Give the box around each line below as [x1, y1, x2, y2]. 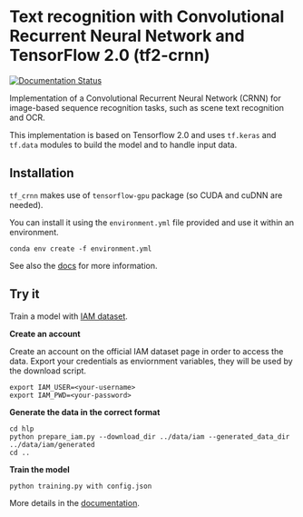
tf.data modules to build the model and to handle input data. [9, 139, 238, 150]
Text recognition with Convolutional [9, 6, 285, 27]
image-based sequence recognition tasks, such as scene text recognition [9, 102, 284, 113]
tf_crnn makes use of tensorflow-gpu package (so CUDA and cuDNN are [9, 189, 283, 201]
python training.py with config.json [9, 482, 152, 491]
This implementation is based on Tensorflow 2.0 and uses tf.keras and [9, 129, 277, 140]
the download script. [9, 365, 87, 376]
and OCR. [9, 112, 45, 123]
